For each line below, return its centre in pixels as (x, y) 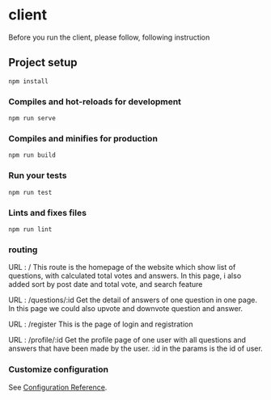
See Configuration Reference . (58, 387)
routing (23, 250)
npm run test (30, 192)
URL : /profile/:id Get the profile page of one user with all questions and (127, 340)
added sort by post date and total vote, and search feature (106, 284)
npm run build (32, 155)
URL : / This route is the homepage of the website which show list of (122, 267)
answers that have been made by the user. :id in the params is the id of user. (135, 348)
